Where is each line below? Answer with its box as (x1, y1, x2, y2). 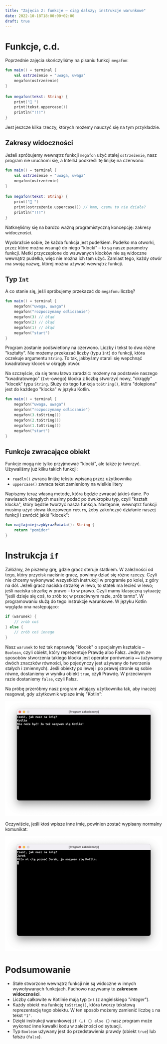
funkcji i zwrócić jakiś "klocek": (5, 512, 70, 518)
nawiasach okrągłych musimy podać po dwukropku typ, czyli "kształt (5, 496, 148, 502)
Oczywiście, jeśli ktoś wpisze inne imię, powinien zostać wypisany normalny (5, 821, 162, 827)
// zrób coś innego (14, 630, 55, 635)
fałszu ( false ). (12, 1034, 42, 1040)
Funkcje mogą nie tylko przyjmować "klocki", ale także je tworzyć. (5, 461, 141, 467)
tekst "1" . (12, 1012, 32, 1018)
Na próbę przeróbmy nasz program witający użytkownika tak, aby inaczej (5, 686, 156, 692)
